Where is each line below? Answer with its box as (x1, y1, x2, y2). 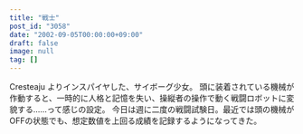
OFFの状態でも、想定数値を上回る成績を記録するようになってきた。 (9, 115, 262, 126)
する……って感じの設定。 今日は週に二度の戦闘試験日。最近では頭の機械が (16, 104, 295, 114)
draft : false (9, 38, 59, 48)
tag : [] (9, 55, 39, 64)
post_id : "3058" (9, 22, 71, 31)
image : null (9, 47, 54, 56)
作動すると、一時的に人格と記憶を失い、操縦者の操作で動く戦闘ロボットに (9, 92, 287, 103)
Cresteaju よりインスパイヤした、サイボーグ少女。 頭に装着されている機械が (9, 81, 295, 91)
